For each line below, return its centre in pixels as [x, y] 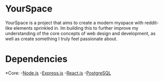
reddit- [152, 23]
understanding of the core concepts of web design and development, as [80, 33]
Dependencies [36, 59]
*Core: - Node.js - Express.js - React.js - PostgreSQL [58, 73]
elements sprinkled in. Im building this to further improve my [76, 28]
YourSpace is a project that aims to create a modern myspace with [74, 23]
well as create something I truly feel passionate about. [61, 39]
